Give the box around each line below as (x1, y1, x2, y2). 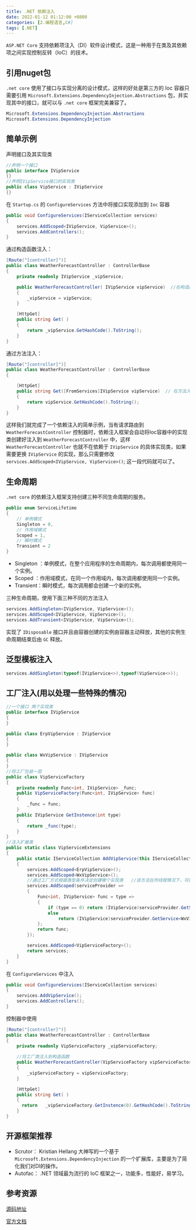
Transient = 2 (16, 543, 51, 549)
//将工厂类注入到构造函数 (16, 1054, 70, 1060)
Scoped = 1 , (16, 532, 45, 538)
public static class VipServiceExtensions (6, 845, 111, 851)
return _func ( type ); (27, 823, 77, 829)
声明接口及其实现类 (6, 151, 52, 158)
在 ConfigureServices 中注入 (6, 970, 74, 977)
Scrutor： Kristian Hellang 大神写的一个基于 (14, 1147, 120, 1154)
